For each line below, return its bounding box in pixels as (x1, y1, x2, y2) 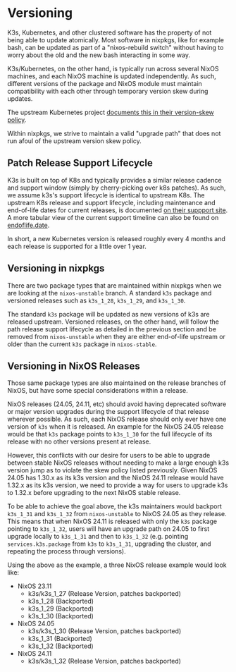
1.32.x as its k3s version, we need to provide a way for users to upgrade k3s (7, 481, 228, 489)
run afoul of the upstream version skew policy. (7, 136, 142, 145)
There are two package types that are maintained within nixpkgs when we (7, 281, 222, 290)
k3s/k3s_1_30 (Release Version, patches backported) (27, 627, 182, 635)
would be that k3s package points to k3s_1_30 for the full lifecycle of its (7, 430, 213, 439)
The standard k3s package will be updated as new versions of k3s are (7, 310, 210, 318)
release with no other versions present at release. (7, 437, 151, 446)
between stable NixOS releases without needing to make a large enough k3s (7, 458, 230, 467)
